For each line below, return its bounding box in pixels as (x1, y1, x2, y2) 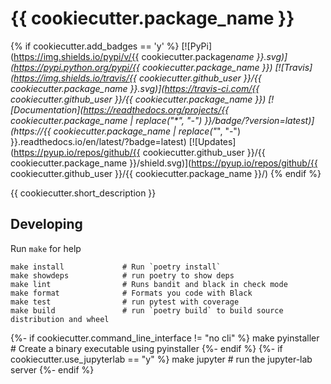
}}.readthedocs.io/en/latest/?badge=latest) (10, 135, 187, 147)
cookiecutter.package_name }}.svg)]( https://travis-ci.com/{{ (10, 82, 260, 94)
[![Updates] (188, 135, 237, 147)
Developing (10, 216, 83, 233)
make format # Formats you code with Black (10, 288, 253, 298)
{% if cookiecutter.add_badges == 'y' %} (10, 40, 180, 52)
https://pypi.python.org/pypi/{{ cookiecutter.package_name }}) (13, 61, 273, 73)
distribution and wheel (10, 314, 110, 324)
